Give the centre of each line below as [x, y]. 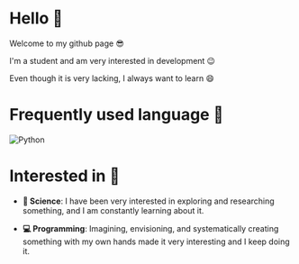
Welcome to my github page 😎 [67, 43]
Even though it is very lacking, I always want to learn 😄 [112, 78]
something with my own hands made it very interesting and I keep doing [156, 241]
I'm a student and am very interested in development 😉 [113, 60]
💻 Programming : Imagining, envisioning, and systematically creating [150, 228]
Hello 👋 [36, 18]
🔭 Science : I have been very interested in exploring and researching [148, 201]
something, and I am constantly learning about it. [113, 210]
